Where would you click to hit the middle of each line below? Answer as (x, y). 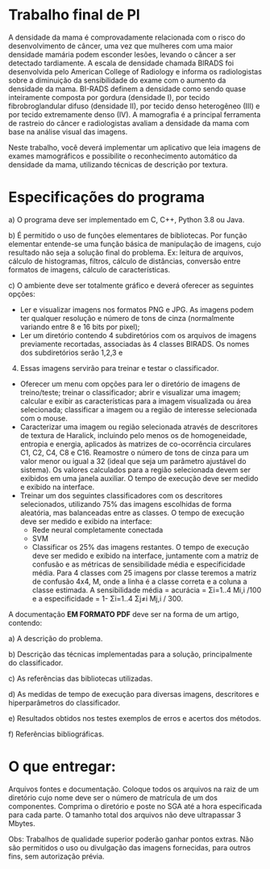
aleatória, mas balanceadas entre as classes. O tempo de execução (132, 513)
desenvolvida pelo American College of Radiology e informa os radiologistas (135, 71)
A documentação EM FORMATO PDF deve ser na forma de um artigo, (124, 614)
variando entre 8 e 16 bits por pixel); (80, 327)
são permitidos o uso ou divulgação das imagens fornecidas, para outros (130, 847)
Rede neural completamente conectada (98, 529)
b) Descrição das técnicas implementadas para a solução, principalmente (130, 654)
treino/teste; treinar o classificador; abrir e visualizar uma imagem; (130, 392)
